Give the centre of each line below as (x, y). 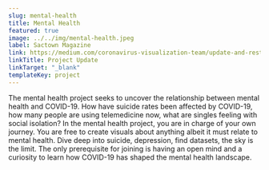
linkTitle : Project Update (53, 61)
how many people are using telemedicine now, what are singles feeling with (133, 115)
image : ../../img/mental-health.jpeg (71, 38)
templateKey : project (44, 75)
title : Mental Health (44, 23)
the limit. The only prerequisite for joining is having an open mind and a (125, 148)
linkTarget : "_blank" (44, 68)
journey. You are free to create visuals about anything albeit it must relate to (133, 132)
